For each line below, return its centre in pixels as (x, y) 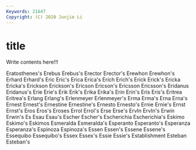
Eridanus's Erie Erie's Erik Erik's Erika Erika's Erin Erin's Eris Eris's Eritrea (94, 92)
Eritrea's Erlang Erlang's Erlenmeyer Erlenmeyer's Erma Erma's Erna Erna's (97, 98)
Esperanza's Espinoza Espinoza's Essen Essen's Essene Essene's (86, 129)
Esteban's (18, 142)
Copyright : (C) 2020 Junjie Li (44, 17)
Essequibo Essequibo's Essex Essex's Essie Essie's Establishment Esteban (96, 136)
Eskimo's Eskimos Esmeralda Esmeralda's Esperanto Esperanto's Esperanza (98, 123)
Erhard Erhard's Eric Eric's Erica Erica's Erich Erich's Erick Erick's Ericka (93, 80)
